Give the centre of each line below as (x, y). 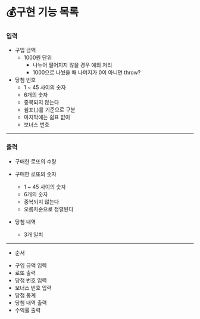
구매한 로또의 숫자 (35, 174)
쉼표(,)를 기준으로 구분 (49, 110)
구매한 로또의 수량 (35, 161)
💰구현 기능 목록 (43, 12)
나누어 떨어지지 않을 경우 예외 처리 (72, 65)
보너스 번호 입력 (33, 287)
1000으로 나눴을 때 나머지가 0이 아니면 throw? (87, 73)
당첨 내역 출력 (31, 302)
